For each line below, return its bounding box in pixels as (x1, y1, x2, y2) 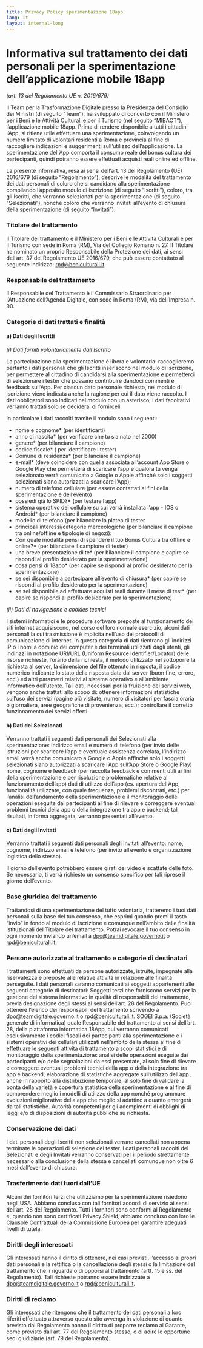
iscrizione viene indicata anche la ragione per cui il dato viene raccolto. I (6, 390, 187, 397)
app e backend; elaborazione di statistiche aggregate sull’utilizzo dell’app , (6, 1071, 192, 1078)
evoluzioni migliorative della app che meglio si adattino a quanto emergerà (6, 1096, 192, 1104)
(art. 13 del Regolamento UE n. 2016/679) (6, 92, 110, 99)
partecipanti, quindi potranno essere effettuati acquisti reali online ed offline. (6, 155, 198, 163)
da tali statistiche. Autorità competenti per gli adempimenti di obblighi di (6, 1103, 186, 1110)
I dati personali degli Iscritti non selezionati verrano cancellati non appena (6, 1138, 190, 1145)
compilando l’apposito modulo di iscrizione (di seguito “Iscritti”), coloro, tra (6, 186, 193, 194)
